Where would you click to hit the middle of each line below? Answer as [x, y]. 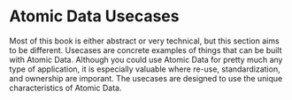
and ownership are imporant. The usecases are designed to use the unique [146, 78]
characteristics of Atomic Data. [65, 88]
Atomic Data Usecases [94, 16]
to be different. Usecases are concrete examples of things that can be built [146, 50]
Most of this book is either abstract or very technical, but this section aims [145, 41]
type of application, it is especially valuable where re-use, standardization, [145, 69]
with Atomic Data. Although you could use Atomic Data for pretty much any [146, 59]
